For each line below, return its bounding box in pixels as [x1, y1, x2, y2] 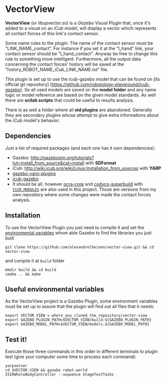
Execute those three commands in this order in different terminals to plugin [5, 349, 158, 355]
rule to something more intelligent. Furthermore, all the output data [5, 56, 141, 62]
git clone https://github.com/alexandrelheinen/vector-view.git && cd [5, 244, 154, 249]
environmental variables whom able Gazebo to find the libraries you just [5, 229, 152, 235]
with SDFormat [85, 160, 116, 166]
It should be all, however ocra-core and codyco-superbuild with [12, 181, 143, 187]
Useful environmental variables [5, 285, 104, 294]
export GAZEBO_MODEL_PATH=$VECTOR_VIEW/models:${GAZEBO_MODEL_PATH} [5, 322, 150, 327]
